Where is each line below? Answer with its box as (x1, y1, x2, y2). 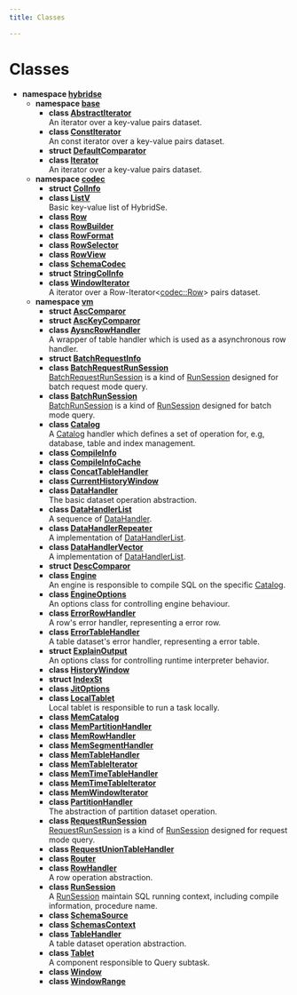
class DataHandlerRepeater (48, 522, 153, 533)
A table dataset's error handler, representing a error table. (48, 636, 260, 647)
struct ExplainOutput (48, 645, 128, 656)
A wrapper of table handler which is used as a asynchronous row (48, 334, 286, 345)
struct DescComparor (48, 561, 131, 571)
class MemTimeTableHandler (48, 768, 159, 778)
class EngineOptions (48, 588, 127, 600)
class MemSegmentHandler (48, 739, 154, 751)
